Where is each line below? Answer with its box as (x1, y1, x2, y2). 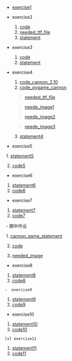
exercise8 (12, 263, 33, 268)
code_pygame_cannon (19, 84, 66, 90)
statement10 (12, 321, 38, 327)
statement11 (12, 345, 37, 351)
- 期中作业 (6, 223, 27, 229)
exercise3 (12, 44, 33, 50)
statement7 (12, 207, 36, 213)
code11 (12, 350, 26, 356)
